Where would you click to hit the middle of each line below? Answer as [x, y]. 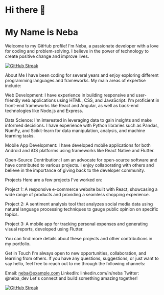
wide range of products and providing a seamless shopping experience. [78, 195]
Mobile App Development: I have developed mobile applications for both [78, 145]
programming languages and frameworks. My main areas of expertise [75, 81]
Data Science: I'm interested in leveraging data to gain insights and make [79, 120]
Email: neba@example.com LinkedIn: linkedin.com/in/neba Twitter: [72, 273]
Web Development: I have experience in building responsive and [70, 95]
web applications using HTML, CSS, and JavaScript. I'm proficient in [91, 100]
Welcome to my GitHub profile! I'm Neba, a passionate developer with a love [82, 46]
